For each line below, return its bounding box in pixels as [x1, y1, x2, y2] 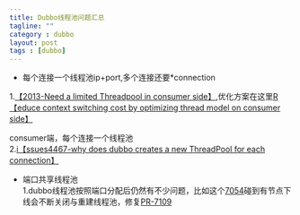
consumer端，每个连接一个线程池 [9, 133, 134, 143]
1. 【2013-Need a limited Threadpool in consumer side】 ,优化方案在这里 [9, 91, 274, 102]
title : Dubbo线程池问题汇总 [9, 13, 105, 22]
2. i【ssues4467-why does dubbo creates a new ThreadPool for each [9, 144, 266, 155]
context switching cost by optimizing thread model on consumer [42, 102, 281, 113]
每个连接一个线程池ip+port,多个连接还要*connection [22, 73, 216, 83]
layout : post [9, 38, 58, 47]
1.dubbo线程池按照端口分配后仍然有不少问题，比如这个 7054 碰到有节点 [22, 185, 284, 196]
